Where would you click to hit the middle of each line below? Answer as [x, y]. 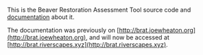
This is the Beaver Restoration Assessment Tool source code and [99, 10]
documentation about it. [41, 17]
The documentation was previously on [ [63, 30]
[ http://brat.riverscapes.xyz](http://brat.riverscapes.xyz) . [87, 44]
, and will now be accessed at [127, 37]
